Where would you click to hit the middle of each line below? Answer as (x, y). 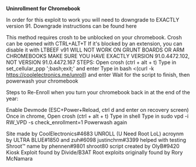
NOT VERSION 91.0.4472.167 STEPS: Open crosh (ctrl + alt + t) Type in (91, 62)
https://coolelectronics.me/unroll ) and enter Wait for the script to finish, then (98, 75)
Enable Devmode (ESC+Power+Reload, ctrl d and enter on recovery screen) (97, 110)
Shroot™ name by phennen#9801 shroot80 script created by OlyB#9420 (93, 146)
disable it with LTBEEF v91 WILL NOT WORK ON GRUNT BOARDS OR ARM (95, 50)
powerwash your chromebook (42, 81)
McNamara (20, 159)
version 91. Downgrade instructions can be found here (72, 26)
